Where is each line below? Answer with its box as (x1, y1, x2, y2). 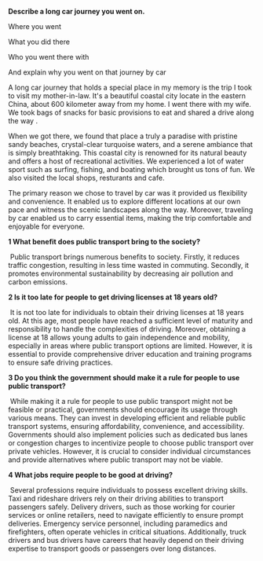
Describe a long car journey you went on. (8, 7, 145, 16)
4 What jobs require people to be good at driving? (8, 471, 174, 479)
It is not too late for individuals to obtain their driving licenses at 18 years (9, 308, 245, 317)
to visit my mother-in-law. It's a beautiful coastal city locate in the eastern (8, 91, 246, 101)
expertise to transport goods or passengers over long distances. (8, 544, 217, 553)
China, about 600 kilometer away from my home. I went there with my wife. (8, 100, 251, 108)
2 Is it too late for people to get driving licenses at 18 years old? (8, 292, 218, 302)
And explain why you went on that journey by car (8, 68, 166, 77)
